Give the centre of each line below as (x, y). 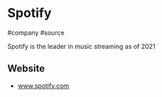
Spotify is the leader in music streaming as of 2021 (81, 46)
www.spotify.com (43, 86)
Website (26, 69)
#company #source (36, 33)
